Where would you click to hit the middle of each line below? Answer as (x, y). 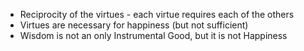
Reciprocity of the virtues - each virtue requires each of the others (157, 14)
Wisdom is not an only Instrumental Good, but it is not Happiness (153, 35)
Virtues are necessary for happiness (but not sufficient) (134, 25)
